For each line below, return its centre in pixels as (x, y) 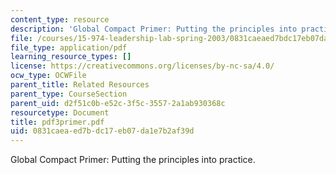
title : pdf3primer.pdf (57, 122)
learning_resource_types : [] (71, 57)
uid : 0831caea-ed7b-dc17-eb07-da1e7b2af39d (102, 131)
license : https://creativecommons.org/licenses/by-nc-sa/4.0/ (142, 66)
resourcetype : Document (60, 112)
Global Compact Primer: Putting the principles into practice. (133, 160)
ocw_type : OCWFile (48, 76)
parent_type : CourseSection (69, 94)
